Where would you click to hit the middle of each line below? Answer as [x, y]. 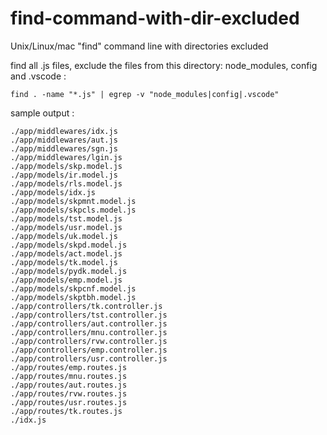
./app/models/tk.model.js [64, 262]
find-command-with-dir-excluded [155, 18]
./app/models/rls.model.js [66, 183]
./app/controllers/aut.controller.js [89, 323]
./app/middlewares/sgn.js [64, 148]
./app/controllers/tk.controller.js [86, 306]
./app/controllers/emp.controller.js [89, 350]
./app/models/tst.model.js [66, 218]
